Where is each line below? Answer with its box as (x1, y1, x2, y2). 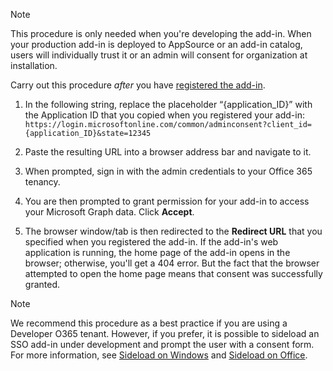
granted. (24, 279, 60, 290)
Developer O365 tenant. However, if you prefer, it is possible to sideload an (10, 328, 320, 339)
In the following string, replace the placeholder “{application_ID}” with (24, 99, 313, 110)
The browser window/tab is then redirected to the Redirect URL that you (24, 225, 323, 237)
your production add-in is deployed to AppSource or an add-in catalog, (10, 39, 303, 50)
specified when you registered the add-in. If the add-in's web (24, 236, 279, 248)
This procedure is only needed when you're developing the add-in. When (10, 28, 312, 39)
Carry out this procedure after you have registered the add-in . (10, 79, 266, 91)
